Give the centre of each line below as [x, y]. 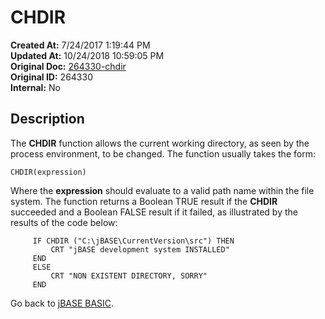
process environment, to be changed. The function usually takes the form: [163, 153]
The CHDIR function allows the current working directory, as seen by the [160, 143]
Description [47, 119]
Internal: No [35, 87]
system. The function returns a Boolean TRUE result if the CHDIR [144, 201]
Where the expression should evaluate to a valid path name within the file [162, 190]
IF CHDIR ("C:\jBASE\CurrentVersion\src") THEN [133, 241]
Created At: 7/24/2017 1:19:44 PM [80, 45]
